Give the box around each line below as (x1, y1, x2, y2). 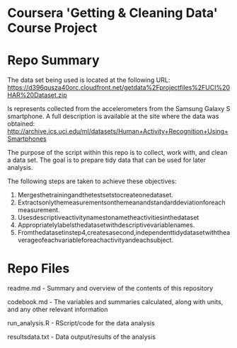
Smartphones (7, 134, 47, 143)
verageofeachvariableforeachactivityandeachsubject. (17, 236, 174, 245)
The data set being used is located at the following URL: (7, 76, 170, 84)
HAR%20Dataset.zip (7, 91, 67, 100)
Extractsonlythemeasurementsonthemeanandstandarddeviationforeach (17, 198, 226, 207)
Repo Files (7, 260, 70, 277)
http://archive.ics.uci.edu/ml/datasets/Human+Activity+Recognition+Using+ (7, 127, 229, 136)
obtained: (7, 120, 35, 128)
